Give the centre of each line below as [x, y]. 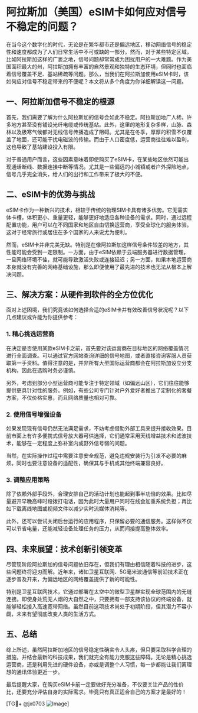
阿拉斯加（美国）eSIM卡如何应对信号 [96, 12]
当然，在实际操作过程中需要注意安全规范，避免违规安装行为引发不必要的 [94, 455]
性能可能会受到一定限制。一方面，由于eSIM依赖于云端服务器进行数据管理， [98, 252]
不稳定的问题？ [42, 27]
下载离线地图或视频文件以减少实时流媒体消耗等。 [70, 508]
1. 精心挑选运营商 [30, 334]
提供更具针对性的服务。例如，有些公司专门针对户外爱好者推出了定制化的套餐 [99, 390]
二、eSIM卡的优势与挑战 [51, 195]
